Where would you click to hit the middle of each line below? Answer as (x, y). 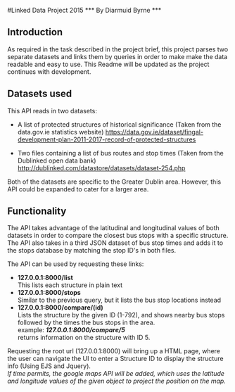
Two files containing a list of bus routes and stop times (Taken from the (120, 153)
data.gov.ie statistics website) (61, 132)
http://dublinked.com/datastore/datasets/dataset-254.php (101, 167)
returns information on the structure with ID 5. (84, 338)
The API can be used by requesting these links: (76, 264)
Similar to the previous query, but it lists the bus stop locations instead (119, 300)
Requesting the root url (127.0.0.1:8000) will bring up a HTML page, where (114, 351)
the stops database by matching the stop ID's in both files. (92, 251)
